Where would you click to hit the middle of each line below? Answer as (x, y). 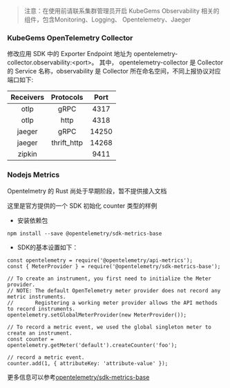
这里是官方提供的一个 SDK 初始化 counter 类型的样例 (82, 205)
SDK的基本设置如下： (48, 247)
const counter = (30, 339)
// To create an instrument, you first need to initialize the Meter (109, 279)
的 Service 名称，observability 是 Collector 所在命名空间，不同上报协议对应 (114, 71)
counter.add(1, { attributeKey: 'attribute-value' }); (88, 363)
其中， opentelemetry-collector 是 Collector (161, 62)
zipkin (28, 154)
